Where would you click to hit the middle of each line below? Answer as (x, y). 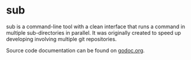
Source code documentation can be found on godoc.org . (75, 50)
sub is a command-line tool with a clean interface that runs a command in (96, 26)
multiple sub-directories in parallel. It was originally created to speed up (94, 32)
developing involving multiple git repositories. (61, 39)
